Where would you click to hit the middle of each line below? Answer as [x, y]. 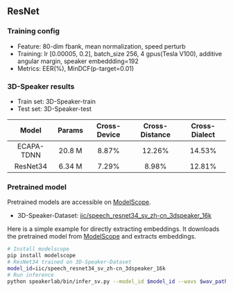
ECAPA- [31, 146]
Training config [34, 31]
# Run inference [31, 275]
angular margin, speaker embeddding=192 [78, 61]
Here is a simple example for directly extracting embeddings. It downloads [113, 229]
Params [70, 130]
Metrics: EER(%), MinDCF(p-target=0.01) [76, 68]
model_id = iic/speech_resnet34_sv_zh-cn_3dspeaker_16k [87, 268]
